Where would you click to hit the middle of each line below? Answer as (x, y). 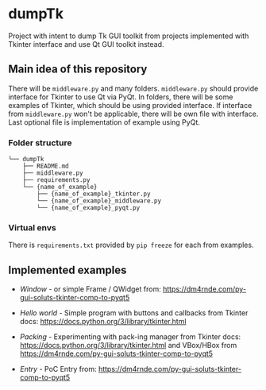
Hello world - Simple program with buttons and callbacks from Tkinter (134, 313)
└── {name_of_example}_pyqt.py (89, 208)
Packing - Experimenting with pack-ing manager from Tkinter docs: (130, 337)
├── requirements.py (56, 180)
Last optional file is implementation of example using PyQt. (104, 122)
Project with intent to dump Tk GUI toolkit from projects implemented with (129, 36)
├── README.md (46, 166)
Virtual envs (33, 227)
